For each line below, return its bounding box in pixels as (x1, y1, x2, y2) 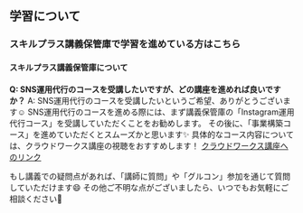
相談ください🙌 (9, 193, 63, 204)
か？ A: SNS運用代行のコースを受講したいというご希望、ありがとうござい (9, 95, 283, 106)
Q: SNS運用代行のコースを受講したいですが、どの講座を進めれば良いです (9, 84, 282, 95)
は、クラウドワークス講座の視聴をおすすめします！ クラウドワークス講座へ (9, 140, 289, 151)
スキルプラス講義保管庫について (9, 61, 128, 72)
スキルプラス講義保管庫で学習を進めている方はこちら (9, 38, 241, 51)
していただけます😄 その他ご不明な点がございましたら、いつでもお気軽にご (9, 181, 289, 192)
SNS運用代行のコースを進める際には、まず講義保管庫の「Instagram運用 (27, 106, 295, 117)
